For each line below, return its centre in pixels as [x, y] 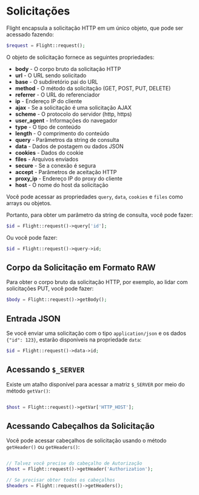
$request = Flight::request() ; [46, 45]
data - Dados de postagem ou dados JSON [69, 146]
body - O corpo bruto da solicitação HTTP [68, 69]
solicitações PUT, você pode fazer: [50, 289]
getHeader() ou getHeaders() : [43, 447]
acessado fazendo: [30, 34]
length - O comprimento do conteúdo [62, 133]
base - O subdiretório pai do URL [56, 82]
